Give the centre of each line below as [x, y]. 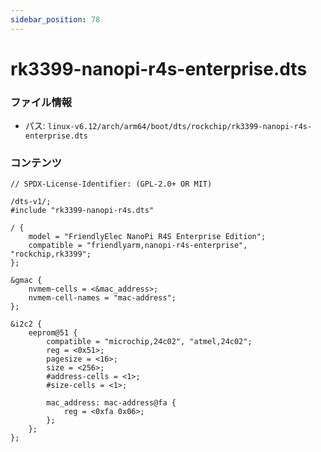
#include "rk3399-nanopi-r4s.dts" [82, 211]
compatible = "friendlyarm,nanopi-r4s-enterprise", [138, 246]
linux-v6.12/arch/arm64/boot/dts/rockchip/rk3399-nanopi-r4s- [180, 127]
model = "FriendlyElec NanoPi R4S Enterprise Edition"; [147, 237]
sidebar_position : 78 [55, 19]
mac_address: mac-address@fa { [111, 403]
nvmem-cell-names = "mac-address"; [102, 298]
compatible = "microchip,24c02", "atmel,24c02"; [149, 342]
